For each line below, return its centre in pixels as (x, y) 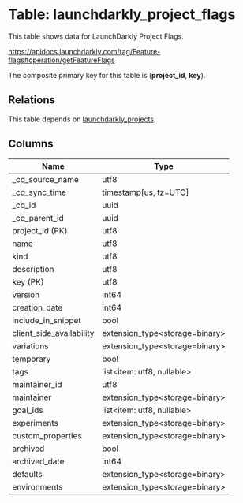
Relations (32, 100)
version (26, 295)
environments (37, 486)
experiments (36, 423)
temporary (32, 359)
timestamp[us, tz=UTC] (146, 192)
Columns (31, 144)
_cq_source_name (45, 179)
